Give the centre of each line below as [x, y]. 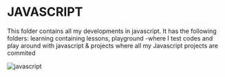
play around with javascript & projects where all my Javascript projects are [113, 45]
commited [21, 53]
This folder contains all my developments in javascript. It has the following [112, 31]
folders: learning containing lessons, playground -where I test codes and [110, 38]
